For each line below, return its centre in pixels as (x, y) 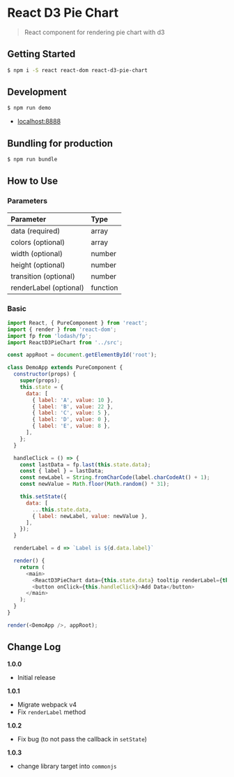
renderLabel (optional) (48, 288)
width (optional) (37, 253)
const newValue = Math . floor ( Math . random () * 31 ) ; (95, 484)
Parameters (27, 201)
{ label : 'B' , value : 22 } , (73, 406)
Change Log (34, 647)
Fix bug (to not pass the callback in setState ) (82, 739)
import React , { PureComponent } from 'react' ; (78, 323)
